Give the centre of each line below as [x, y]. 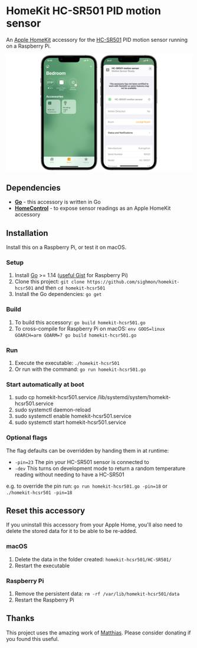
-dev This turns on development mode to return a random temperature [100, 468]
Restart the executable [42, 565]
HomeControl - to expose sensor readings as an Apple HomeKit [93, 208]
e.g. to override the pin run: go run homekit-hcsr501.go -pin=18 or [87, 486]
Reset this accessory [46, 510]
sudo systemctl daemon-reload [53, 410]
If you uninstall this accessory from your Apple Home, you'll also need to [94, 525]
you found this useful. [32, 639]
